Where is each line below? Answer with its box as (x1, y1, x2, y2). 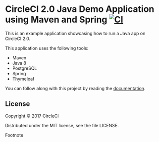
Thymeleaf (12, 76, 35, 82)
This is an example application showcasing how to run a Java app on (5, 30, 146, 36)
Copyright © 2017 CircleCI (5, 113, 59, 119)
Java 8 (12, 60, 26, 66)
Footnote (5, 132, 24, 138)
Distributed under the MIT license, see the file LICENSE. (5, 122, 119, 128)
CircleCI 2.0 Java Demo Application (5, 3, 155, 15)
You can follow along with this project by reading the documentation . (5, 85, 146, 91)
